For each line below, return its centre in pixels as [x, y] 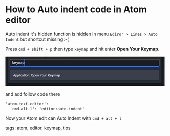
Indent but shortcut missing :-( [37, 39]
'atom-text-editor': [27, 104]
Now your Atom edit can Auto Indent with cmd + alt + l [63, 118]
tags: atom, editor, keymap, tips [38, 128]
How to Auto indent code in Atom [76, 9]
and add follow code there [33, 94]
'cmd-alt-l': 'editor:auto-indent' [47, 109]
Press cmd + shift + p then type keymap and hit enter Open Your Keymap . [82, 49]
